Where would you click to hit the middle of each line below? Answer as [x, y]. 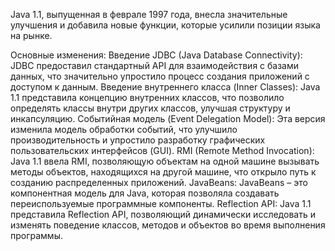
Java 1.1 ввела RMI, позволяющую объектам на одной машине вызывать [165, 161]
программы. [36, 235]
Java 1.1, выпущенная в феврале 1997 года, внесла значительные [149, 14]
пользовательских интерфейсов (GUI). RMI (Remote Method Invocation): [162, 150]
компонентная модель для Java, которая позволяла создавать [145, 193]
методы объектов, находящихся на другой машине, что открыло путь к [163, 172]
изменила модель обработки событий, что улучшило [124, 129]
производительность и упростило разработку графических [138, 140]
